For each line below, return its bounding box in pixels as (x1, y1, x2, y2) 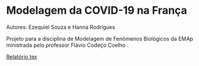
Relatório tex (6, 53, 38, 60)
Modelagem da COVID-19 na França (6, 4, 188, 17)
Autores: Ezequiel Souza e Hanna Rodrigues (6, 23, 116, 31)
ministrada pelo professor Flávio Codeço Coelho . (6, 41, 129, 49)
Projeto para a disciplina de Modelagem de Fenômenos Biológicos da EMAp (6, 35, 194, 42)
